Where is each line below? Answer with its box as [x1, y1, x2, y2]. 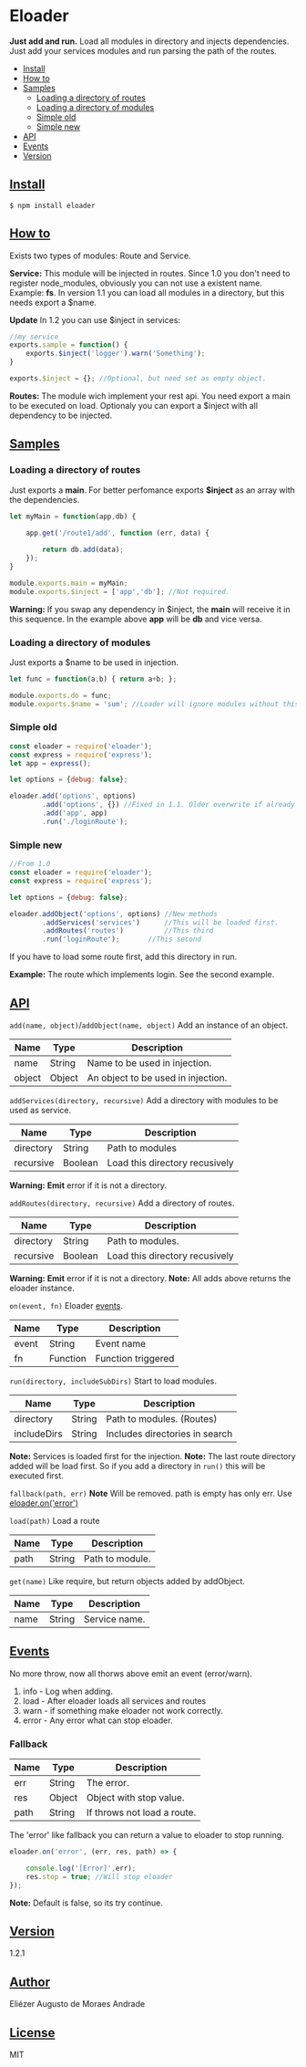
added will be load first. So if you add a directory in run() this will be [9, 1460, 266, 1471]
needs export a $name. [9, 297, 97, 308]
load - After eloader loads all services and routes [22, 1695, 207, 1707]
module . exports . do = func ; [9, 691, 112, 700]
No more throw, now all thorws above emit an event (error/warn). [9, 1667, 253, 1679]
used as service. [9, 1104, 72, 1115]
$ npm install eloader [9, 201, 96, 210]
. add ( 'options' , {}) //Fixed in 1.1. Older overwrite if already [42, 800, 296, 809]
